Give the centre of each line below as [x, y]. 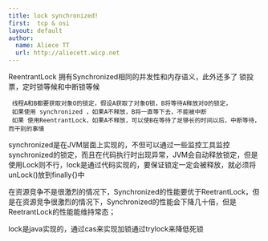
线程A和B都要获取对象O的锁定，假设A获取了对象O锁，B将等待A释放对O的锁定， [122, 103]
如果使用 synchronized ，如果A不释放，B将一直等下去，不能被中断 [109, 112]
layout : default [35, 30]
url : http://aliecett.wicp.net [68, 53]
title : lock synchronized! [53, 16]
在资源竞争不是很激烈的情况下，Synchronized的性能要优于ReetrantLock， [130, 192]
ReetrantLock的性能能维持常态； [62, 212]
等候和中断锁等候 [71, 86]
